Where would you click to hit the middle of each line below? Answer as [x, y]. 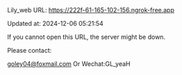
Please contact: [30, 50]
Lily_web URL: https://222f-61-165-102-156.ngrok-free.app [91, 10]
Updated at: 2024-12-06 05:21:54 [56, 23]
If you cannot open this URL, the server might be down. [86, 37]
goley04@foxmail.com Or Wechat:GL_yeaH [69, 64]
